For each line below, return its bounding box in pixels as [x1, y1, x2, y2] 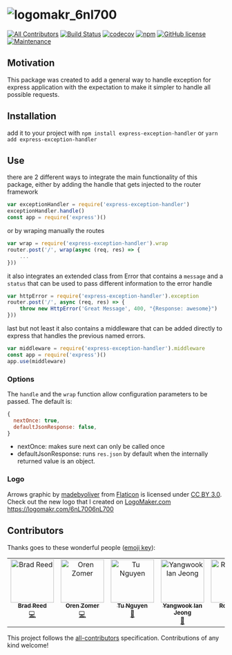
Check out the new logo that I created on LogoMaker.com [7, 497, 171, 506]
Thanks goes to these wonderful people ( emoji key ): [7, 543, 156, 551]
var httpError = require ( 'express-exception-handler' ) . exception [7, 293, 199, 299]
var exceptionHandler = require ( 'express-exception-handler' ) [7, 201, 190, 208]
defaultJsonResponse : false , [13, 423, 97, 430]
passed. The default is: [7, 397, 72, 405]
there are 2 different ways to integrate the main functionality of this [7, 173, 198, 181]
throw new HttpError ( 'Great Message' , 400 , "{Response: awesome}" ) [19, 305, 217, 313]
